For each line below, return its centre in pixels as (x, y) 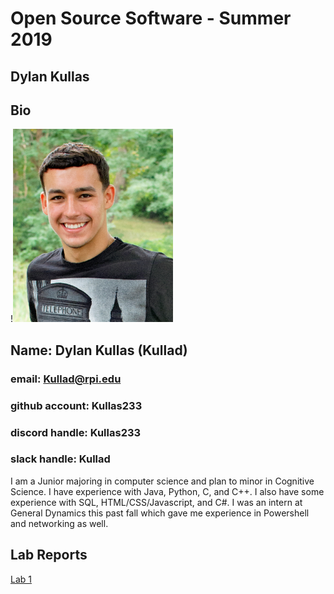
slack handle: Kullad (60, 459)
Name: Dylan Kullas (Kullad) (99, 350)
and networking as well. (59, 523)
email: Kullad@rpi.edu (66, 379)
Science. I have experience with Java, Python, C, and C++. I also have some (167, 491)
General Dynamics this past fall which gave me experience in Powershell (160, 513)
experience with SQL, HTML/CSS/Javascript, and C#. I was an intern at (156, 502)
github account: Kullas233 (76, 405)
